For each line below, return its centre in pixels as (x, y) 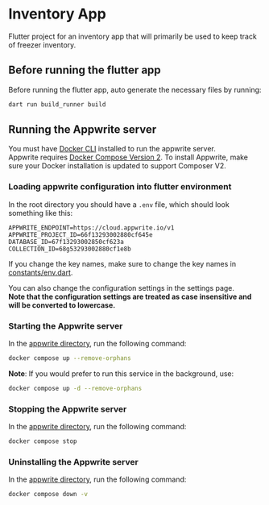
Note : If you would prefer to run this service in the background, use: (121, 373)
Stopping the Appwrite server (68, 409)
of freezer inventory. (42, 44)
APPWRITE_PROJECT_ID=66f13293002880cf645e (81, 234)
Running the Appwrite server (83, 130)
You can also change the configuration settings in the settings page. (122, 288)
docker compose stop (43, 441)
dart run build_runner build (57, 104)
